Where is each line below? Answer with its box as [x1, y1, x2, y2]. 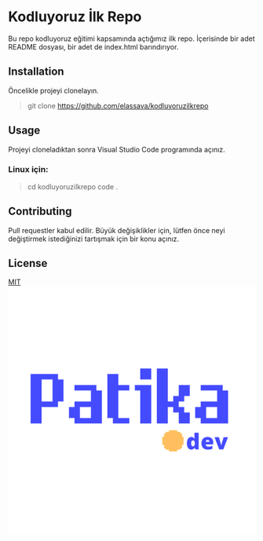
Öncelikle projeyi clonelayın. [8, 86, 100, 95]
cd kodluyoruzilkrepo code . [27, 181, 119, 192]
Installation [8, 65, 64, 79]
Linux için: [8, 164, 49, 175]
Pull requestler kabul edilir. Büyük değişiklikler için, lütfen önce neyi [8, 225, 225, 235]
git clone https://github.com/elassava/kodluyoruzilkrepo [27, 101, 209, 110]
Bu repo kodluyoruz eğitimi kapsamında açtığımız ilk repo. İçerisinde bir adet [8, 34, 255, 43]
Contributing [8, 205, 72, 218]
